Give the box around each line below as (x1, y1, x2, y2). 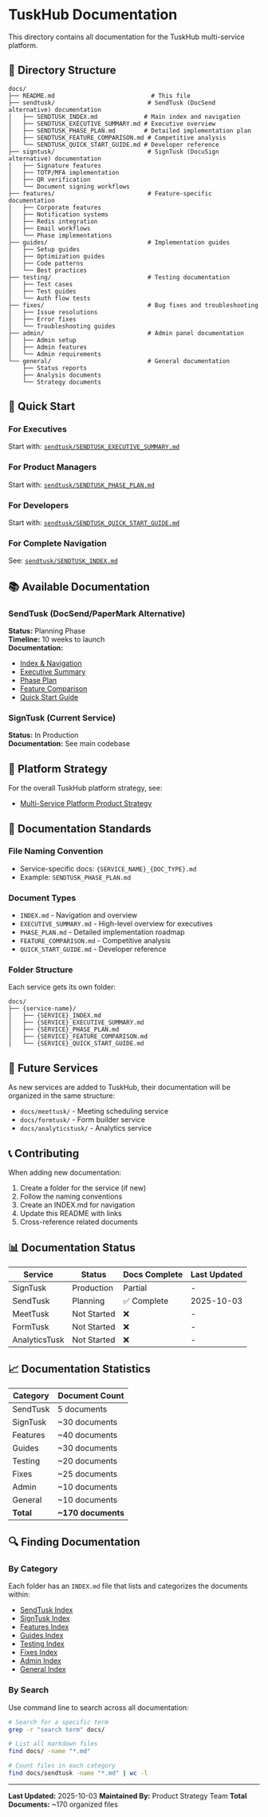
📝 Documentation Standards (8, 822, 152, 835)
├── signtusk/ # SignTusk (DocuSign (8, 148, 219, 156)
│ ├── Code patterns (8, 259, 84, 267)
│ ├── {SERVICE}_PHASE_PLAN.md (8, 1025, 120, 1034)
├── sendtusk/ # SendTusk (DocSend (8, 98, 216, 107)
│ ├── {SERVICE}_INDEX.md (8, 1012, 102, 1020)
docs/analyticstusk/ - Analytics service (19, 1124, 152, 1133)
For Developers (8, 500, 69, 511)
